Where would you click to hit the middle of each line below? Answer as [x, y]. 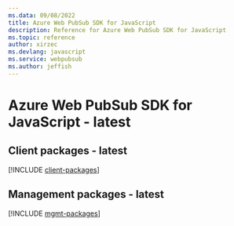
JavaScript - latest [69, 122]
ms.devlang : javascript [47, 52]
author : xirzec [33, 45]
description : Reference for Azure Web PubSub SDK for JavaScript [117, 30]
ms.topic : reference [42, 37]
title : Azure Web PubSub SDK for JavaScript [82, 23]
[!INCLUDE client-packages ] [54, 169]
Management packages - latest [86, 194]
